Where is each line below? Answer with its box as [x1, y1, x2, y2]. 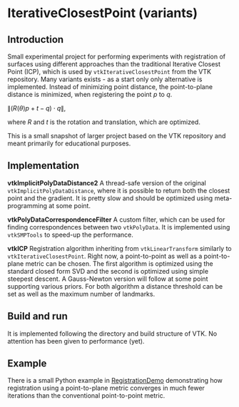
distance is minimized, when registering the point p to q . [7, 91, 173, 98]
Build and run [7, 310, 68, 322]
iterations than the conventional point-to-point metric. [7, 391, 166, 400]
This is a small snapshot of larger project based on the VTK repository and [7, 132, 226, 140]
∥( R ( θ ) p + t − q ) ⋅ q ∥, [7, 104, 66, 112]
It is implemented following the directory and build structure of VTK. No [7, 329, 218, 338]
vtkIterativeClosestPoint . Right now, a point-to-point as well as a [7, 252, 203, 260]
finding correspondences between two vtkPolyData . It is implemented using [7, 222, 230, 231]
